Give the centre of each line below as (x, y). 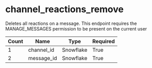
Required (103, 41)
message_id (42, 58)
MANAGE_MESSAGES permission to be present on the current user (76, 28)
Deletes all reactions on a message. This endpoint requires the (71, 23)
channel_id (41, 50)
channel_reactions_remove (64, 9)
